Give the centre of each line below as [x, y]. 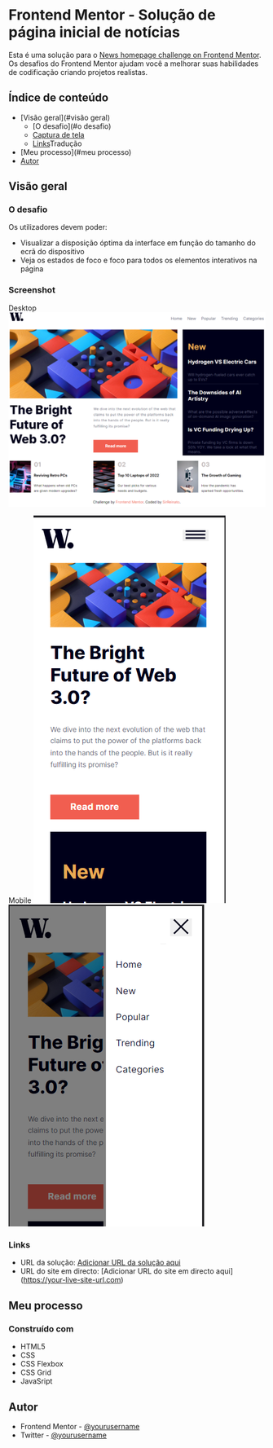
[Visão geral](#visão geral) [65, 117]
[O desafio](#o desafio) [72, 126]
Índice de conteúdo [58, 98]
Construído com [41, 1328]
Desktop [22, 308]
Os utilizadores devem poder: [58, 227]
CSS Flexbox [42, 1364]
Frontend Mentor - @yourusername [80, 1426]
